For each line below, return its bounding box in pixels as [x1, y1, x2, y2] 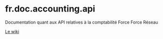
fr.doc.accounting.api [5, 3, 95, 14]
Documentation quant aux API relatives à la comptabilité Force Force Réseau [5, 19, 158, 25]
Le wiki [5, 28, 19, 34]
